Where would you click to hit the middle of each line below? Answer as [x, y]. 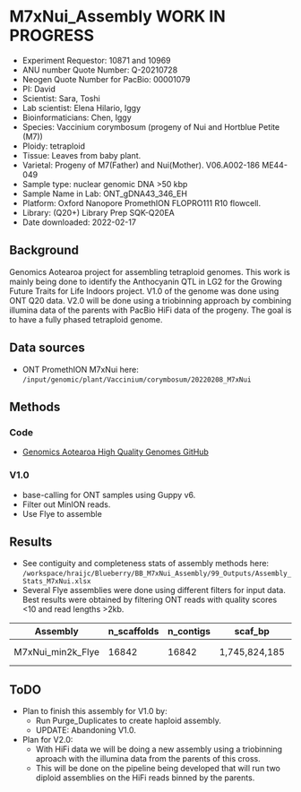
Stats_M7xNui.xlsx [56, 581]
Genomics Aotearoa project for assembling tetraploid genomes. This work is [150, 271]
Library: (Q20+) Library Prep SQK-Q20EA [98, 212]
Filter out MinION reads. [66, 504]
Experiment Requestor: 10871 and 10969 [97, 60]
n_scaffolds [133, 632]
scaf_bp [252, 632]
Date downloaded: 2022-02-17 [79, 222]
